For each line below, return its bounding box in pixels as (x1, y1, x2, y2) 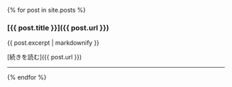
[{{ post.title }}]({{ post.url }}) (7, 23, 109, 32)
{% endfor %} (7, 73, 47, 81)
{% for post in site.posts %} (7, 6, 86, 14)
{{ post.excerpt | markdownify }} (7, 39, 100, 47)
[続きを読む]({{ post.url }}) (7, 53, 82, 61)
